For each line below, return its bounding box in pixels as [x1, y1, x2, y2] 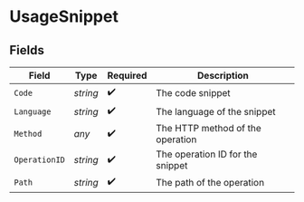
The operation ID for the [156, 148, 258, 160]
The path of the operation [156, 176, 265, 188]
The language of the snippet [156, 105, 276, 118]
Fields [9, 43, 45, 58]
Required [107, 70, 147, 82]
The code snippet [156, 86, 231, 99]
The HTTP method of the [156, 122, 262, 134]
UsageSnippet [9, 6, 119, 27]
